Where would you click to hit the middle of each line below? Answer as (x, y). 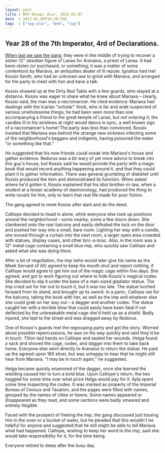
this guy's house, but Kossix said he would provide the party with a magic (80, 164)
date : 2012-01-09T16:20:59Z (36, 19)
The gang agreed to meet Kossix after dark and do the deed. (66, 205)
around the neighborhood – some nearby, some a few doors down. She (77, 220)
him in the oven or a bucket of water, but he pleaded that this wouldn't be (80, 420)
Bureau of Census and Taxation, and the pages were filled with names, (77, 390)
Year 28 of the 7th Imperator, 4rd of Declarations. (82, 43)
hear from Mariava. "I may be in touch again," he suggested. (66, 359)
